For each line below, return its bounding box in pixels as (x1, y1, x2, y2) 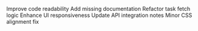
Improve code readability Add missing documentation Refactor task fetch (6, 5, 191, 12)
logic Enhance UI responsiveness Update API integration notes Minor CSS (6, 12, 193, 19)
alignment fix (6, 18, 39, 25)
